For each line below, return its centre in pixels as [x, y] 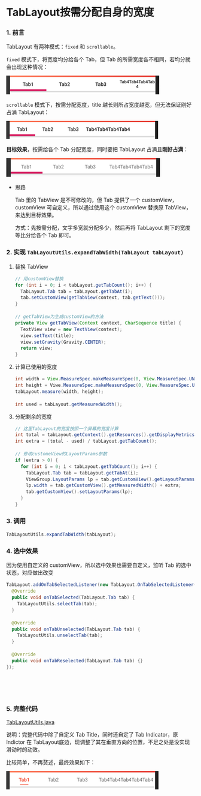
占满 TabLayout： [28, 112]
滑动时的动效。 [25, 750]
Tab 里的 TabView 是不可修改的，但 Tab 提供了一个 [77, 200]
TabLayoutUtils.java [31, 722]
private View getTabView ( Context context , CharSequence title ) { [98, 323]
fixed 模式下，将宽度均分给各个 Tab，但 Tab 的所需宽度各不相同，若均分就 [98, 59]
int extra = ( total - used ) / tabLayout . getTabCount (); [86, 441]
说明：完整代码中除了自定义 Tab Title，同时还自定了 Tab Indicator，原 [92, 735]
